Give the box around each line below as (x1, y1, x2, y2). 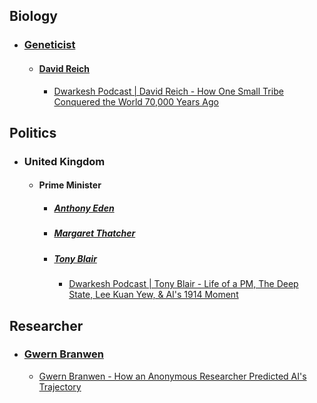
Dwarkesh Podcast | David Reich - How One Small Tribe (53, 85, 284, 97)
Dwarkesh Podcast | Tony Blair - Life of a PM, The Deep (68, 278, 299, 290)
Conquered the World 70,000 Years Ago (53, 95, 219, 108)
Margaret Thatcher (53, 227, 136, 239)
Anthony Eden (53, 202, 115, 214)
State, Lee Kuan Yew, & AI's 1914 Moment (68, 289, 239, 301)
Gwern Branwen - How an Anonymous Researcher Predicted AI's (38, 370, 307, 382)
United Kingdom (23, 154, 106, 168)
